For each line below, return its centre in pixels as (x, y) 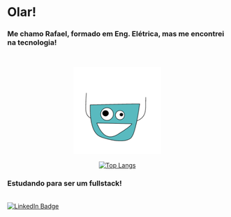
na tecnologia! (32, 42)
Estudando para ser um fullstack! (65, 184)
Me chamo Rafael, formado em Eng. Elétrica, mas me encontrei (116, 34)
